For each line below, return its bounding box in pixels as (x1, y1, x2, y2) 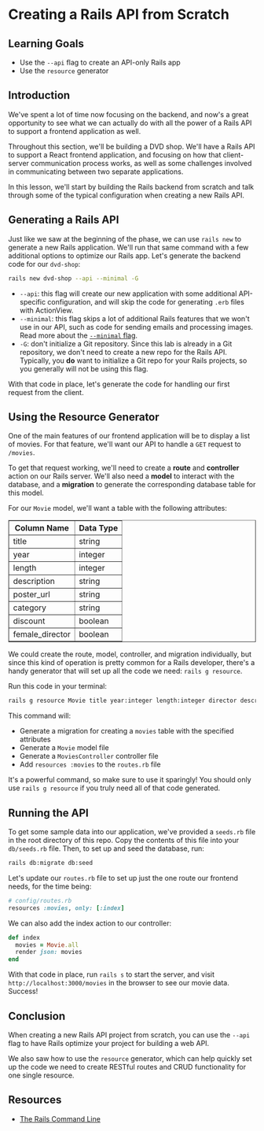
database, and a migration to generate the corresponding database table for (8, 480, 256, 490)
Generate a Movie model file (19, 743, 109, 752)
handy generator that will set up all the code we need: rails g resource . (8, 667, 243, 676)
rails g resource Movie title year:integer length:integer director (8, 697, 237, 705)
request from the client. (8, 387, 84, 397)
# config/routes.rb (8, 896, 72, 904)
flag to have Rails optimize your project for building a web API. (8, 1038, 210, 1048)
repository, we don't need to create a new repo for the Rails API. (19, 347, 228, 357)
